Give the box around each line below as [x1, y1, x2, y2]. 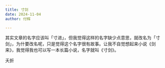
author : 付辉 [5, 16, 31, 21]
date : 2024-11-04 [5, 12, 41, 17]
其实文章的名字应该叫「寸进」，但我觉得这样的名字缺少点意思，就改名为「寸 [5, 35, 161, 41]
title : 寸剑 [5, 7, 28, 12]
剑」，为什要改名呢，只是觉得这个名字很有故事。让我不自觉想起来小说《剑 [5, 41, 156, 47]
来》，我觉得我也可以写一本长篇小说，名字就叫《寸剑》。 [5, 47, 119, 53]
